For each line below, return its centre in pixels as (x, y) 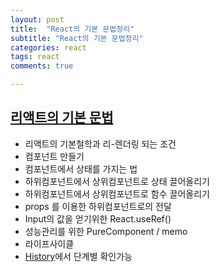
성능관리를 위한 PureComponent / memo (106, 231)
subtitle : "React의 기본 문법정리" (77, 38)
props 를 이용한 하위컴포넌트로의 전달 (98, 206)
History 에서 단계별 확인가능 (78, 256)
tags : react (35, 57)
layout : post (37, 19)
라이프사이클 (49, 243)
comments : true (42, 66)
